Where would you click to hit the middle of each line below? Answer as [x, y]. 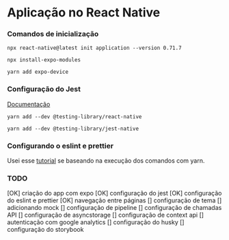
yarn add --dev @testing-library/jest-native [73, 129]
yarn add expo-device [38, 72]
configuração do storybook [45, 230]
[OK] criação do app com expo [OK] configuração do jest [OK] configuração [114, 194]
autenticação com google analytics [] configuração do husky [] [96, 222]
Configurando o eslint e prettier [60, 146]
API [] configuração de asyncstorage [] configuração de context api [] [105, 215]
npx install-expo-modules [44, 60]
